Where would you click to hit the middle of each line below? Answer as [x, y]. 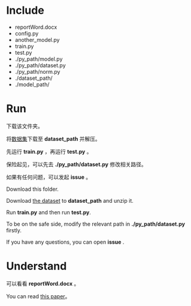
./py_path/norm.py [37, 71]
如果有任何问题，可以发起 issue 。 [49, 177]
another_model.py [37, 40]
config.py [27, 33]
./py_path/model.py [39, 59]
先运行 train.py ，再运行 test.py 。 [49, 151]
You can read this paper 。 [38, 296]
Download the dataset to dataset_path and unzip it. [70, 200]
